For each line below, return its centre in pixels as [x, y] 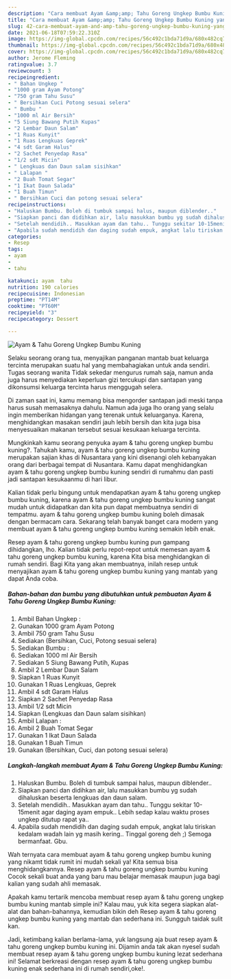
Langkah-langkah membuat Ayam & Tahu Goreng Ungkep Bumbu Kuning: [115, 766]
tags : [15, 250]
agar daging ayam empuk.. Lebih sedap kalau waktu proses [125, 812]
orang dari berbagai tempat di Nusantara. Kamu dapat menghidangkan [108, 464]
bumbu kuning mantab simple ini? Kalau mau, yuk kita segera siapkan [106, 904]
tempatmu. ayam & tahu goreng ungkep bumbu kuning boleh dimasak [106, 514]
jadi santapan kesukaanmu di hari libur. [63, 479]
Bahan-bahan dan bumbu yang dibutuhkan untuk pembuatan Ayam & [110, 594]
